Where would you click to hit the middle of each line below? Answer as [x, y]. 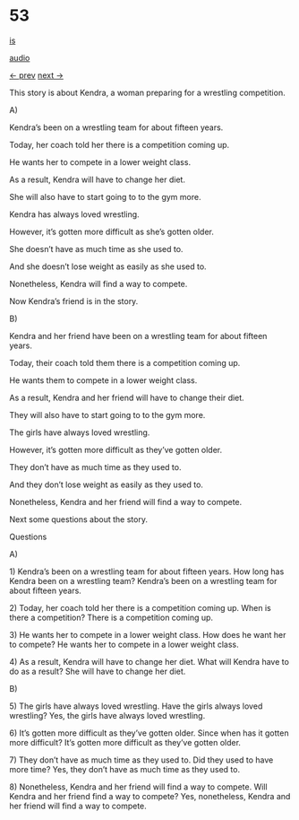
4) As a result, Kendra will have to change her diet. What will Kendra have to [149, 661]
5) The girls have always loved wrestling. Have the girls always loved [136, 706]
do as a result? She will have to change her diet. [98, 671]
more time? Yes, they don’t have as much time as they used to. [124, 769]
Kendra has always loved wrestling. [75, 214]
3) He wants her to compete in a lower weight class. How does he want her [148, 634]
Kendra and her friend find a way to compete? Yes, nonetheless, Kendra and [150, 796]
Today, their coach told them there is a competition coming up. [125, 362]
